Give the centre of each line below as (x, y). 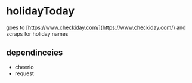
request (24, 73)
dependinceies (35, 53)
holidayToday (41, 11)
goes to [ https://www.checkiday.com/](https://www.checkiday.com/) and (96, 27)
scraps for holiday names (37, 33)
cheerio (24, 67)
